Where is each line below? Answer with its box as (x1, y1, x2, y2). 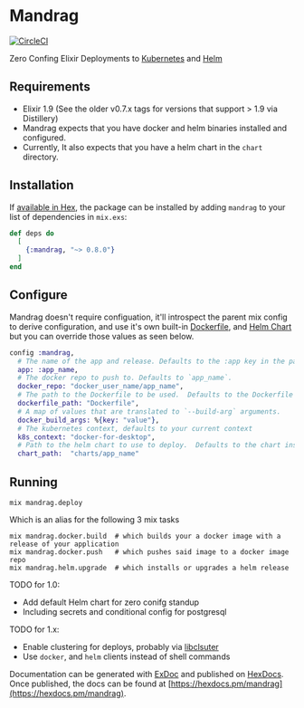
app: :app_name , (17, 365, 79, 374)
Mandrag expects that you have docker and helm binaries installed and (22, 122, 288, 133)
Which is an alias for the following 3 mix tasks (9, 513, 180, 525)
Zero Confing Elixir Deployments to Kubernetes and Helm (9, 53, 223, 63)
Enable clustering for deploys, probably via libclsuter (22, 641, 219, 652)
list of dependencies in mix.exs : (9, 211, 128, 222)
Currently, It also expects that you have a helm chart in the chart (22, 141, 263, 152)
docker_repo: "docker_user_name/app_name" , (17, 382, 184, 391)
